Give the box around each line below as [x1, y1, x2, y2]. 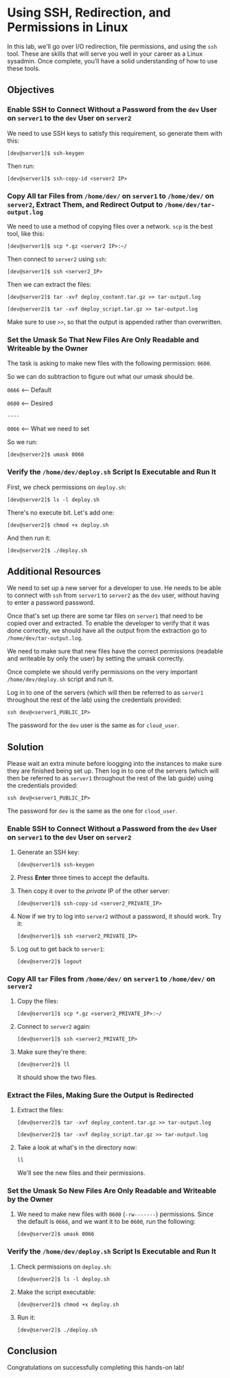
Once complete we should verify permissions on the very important [7, 668, 198, 676]
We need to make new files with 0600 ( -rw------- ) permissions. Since [16, 1210, 214, 1218]
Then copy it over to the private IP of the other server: [16, 887, 170, 895]
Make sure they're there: [16, 1047, 87, 1056]
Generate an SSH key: [16, 848, 80, 857]
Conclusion [7, 1345, 58, 1357]
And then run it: [7, 534, 51, 542]
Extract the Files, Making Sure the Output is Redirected [7, 1090, 194, 1100]
